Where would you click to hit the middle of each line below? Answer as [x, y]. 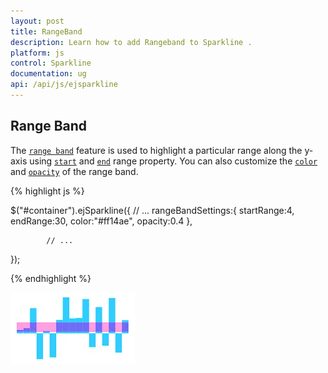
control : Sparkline [51, 63]
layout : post [37, 21]
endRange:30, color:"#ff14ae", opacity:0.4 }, [101, 221]
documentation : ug [48, 74]
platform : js [37, 53]
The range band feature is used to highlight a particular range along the [156, 150]
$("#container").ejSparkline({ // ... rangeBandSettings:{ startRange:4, [152, 210]
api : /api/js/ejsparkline [64, 85]
